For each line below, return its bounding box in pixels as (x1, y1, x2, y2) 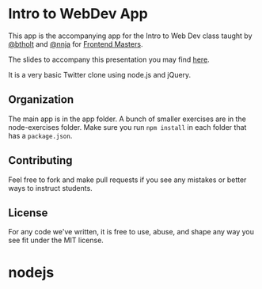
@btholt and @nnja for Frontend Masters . (8, 39, 143, 48)
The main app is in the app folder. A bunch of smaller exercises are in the (8, 114, 247, 124)
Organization (8, 93, 74, 107)
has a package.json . (8, 131, 73, 140)
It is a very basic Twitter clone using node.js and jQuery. (8, 70, 192, 79)
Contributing (8, 154, 73, 167)
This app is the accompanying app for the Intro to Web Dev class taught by (8, 31, 253, 40)
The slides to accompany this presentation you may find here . (8, 55, 210, 64)
